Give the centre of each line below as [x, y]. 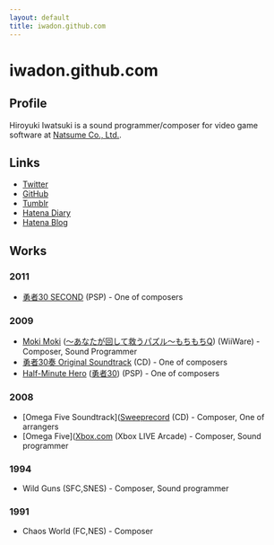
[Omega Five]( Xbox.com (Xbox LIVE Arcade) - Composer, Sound [141, 435]
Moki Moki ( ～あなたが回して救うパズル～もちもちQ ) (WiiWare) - [141, 341]
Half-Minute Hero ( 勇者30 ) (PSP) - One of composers [121, 374]
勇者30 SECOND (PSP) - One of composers [103, 297]
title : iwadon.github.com [57, 26]
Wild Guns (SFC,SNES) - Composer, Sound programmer [126, 488]
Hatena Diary [47, 213]
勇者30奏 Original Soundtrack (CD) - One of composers [125, 362]
